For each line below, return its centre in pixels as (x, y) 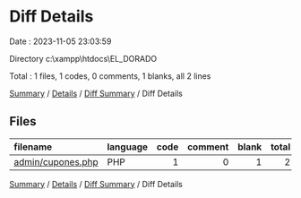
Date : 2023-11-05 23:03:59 (60, 41)
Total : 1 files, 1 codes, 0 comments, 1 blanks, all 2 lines (110, 76)
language (128, 147)
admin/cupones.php (56, 161)
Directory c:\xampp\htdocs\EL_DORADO (83, 58)
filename (33, 147)
